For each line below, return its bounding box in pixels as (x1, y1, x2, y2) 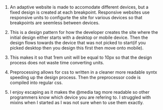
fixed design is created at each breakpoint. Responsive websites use (9, 9, 150, 15)
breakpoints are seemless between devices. (9, 20, 100, 26)
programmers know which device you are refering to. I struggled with (9, 94, 151, 100)
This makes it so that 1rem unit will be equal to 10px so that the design (9, 55, 152, 60)
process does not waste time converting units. (9, 60, 105, 65)
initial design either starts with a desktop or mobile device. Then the (9, 34, 148, 40)
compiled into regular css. (9, 80, 63, 85)
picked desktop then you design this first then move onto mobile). (9, 45, 144, 51)
